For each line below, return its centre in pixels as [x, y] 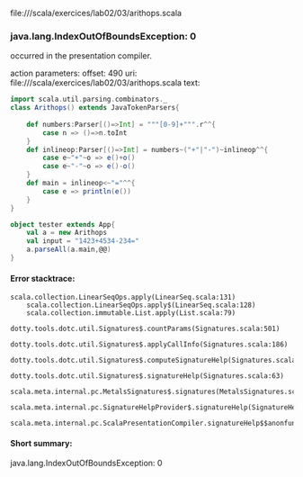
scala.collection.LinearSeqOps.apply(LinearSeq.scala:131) [123, 297]
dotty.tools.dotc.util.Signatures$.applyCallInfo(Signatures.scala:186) [149, 345]
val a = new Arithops [67, 233]
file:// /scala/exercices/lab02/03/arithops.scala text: [105, 83]
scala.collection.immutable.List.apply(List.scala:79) [131, 313]
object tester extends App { [63, 224]
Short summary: [41, 443]
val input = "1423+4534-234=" [83, 241]
